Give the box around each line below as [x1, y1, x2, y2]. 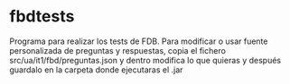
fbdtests [9, 6, 75, 27]
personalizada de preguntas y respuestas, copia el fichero [9, 45, 226, 55]
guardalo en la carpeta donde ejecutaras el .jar [9, 64, 183, 75]
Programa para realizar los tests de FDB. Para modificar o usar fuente [9, 36, 268, 46]
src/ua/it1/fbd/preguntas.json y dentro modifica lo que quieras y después [9, 55, 282, 65]
